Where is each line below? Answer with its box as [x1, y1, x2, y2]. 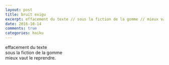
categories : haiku [5, 30, 44, 35]
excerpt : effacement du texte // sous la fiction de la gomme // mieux [5, 16, 158, 21]
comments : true [5, 26, 37, 31]
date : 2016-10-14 [5, 21, 42, 26]
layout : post [5, 7, 33, 12]
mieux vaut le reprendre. [5, 55, 56, 60]
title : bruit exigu [5, 12, 46, 17]
